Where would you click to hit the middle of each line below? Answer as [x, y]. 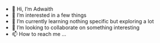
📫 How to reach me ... [39, 34]
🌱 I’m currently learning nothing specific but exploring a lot [83, 21]
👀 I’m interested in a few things [49, 15]
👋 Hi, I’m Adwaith [32, 9]
